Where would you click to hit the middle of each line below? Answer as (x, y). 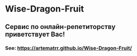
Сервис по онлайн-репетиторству (60, 27)
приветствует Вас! (35, 34)
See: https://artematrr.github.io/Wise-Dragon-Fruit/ (68, 48)
